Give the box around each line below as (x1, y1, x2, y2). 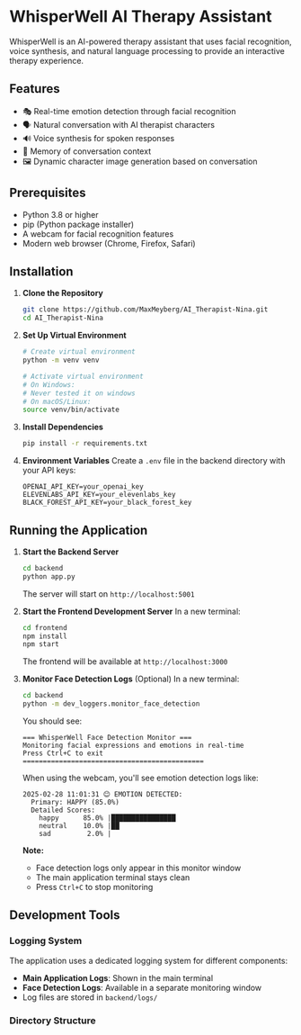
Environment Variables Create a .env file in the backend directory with (22, 455, 286, 466)
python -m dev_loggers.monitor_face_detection (22, 699, 200, 708)
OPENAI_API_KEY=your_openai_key (22, 482, 144, 491)
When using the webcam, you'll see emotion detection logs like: (22, 772, 259, 784)
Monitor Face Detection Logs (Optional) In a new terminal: (22, 673, 240, 685)
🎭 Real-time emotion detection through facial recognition (22, 105, 236, 116)
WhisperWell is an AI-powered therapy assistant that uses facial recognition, (9, 36, 292, 47)
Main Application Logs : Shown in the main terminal (22, 972, 214, 983)
